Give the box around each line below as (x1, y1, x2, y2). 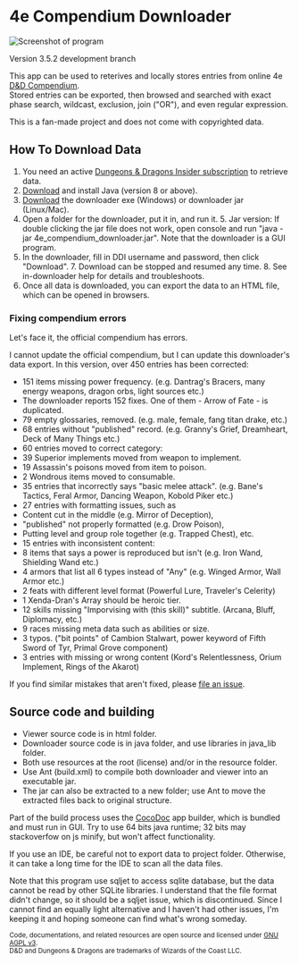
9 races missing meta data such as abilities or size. (21, 623, 210, 634)
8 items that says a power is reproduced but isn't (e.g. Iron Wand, (21, 547, 263, 558)
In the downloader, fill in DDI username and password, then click (21, 251, 260, 262)
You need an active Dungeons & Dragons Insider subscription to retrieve (21, 165, 288, 176)
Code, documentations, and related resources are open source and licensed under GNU (9, 930, 279, 940)
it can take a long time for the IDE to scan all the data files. (9, 858, 223, 868)
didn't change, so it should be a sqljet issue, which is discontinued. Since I (9, 894, 283, 905)
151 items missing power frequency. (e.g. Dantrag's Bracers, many (21, 376, 266, 387)
